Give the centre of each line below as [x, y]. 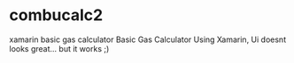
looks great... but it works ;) [59, 48]
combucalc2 [56, 15]
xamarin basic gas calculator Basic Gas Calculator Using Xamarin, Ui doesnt [147, 39]
